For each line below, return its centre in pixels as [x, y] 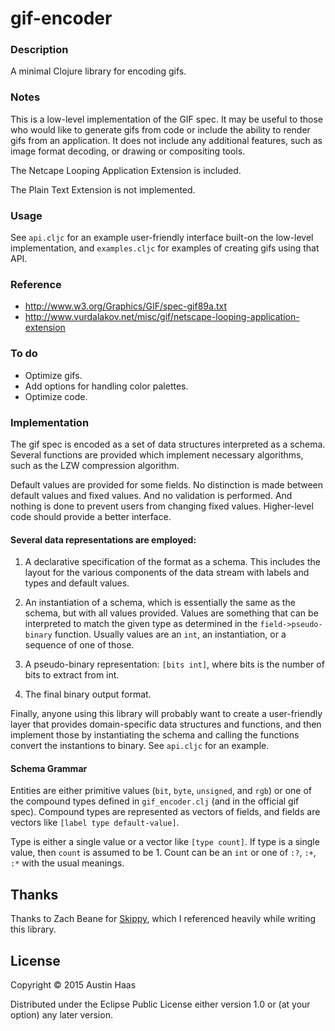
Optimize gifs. [53, 375]
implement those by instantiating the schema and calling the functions [155, 735]
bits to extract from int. [72, 675]
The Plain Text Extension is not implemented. [103, 189]
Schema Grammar [49, 768]
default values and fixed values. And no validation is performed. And [151, 495]
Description [39, 50]
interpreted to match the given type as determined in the [141, 624]
